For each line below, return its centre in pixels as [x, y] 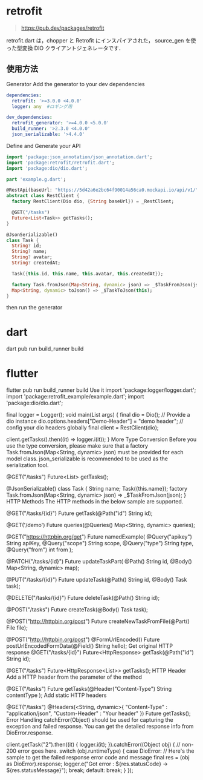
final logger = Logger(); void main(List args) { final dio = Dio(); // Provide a [98, 415]
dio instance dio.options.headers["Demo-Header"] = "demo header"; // [95, 421]
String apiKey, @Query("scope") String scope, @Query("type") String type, [100, 543]
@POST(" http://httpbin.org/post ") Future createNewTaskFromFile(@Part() [98, 621]
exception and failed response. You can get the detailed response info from [100, 727]
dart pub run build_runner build [45, 349]
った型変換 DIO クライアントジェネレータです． [65, 48]
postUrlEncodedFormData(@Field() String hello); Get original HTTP [90, 646]
